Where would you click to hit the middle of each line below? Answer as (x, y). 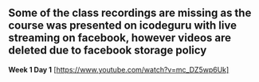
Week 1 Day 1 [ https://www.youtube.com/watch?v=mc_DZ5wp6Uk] (119, 69)
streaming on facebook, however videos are (120, 38)
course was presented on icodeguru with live (123, 26)
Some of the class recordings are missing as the (130, 13)
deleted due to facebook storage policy (108, 51)
